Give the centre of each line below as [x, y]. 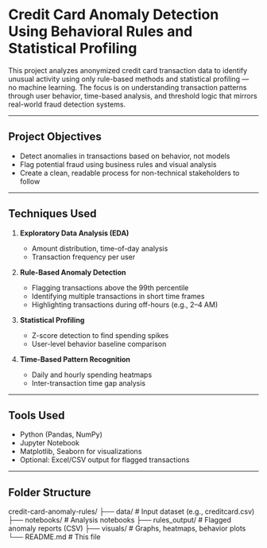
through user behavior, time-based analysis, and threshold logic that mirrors [133, 95]
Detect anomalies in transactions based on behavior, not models [125, 156]
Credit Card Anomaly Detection [114, 15]
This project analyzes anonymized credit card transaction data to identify [128, 70]
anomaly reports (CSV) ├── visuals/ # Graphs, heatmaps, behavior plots [127, 529]
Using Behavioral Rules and [101, 31]
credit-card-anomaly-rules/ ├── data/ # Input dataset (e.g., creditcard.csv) [132, 511]
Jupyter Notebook [49, 443]
